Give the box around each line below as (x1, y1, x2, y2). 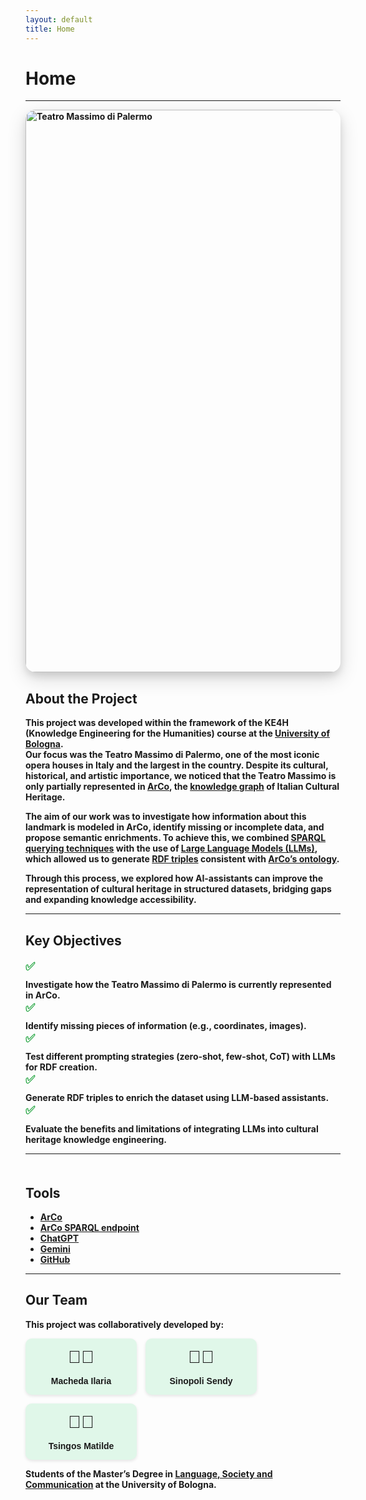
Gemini (39, 1242, 71, 1255)
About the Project (25, 690, 138, 707)
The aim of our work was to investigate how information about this (25, 811, 307, 823)
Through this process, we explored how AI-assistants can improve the (25, 872, 324, 885)
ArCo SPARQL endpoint (39, 1221, 140, 1233)
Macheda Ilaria (50, 1375, 112, 1386)
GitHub (39, 1253, 71, 1265)
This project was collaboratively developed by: (25, 1318, 225, 1330)
